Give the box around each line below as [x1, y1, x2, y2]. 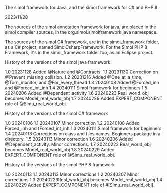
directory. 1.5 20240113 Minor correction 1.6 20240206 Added [5, 136, 133, 142]
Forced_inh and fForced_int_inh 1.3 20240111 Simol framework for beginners [5, 125, 162, 131]
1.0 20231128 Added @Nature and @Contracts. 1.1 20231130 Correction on [5, 69, 158, 75]
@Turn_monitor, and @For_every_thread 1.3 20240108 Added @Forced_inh [5, 80, 160, 85]
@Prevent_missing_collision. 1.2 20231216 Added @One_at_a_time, [5, 74, 143, 80]
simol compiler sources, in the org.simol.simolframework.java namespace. [5, 29, 158, 35]
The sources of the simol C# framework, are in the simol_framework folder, [5, 39, 160, 45]
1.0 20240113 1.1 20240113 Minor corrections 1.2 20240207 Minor [5, 171, 140, 177]
